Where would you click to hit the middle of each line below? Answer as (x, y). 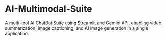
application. (17, 33)
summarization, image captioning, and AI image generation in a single (77, 28)
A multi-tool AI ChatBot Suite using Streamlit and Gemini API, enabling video (83, 23)
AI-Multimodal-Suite (49, 9)
